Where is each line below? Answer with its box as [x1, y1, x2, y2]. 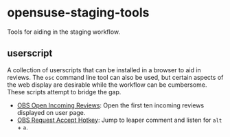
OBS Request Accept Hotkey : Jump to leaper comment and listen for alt [16, 116, 222, 124]
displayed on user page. [16, 108, 86, 116]
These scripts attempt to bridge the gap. [7, 87, 122, 96]
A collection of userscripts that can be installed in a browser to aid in [7, 65, 201, 74]
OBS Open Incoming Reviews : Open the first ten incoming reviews [16, 101, 205, 109]
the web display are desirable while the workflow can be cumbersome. [7, 81, 207, 89]
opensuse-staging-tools [7, 5, 150, 21]
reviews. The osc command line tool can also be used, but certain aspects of [7, 73, 224, 81]
